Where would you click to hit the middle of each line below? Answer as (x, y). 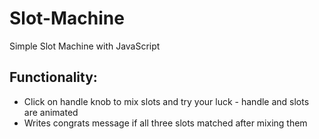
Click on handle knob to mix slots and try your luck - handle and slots (166, 101)
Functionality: (53, 77)
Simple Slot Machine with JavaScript (85, 46)
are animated (51, 112)
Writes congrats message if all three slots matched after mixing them (165, 123)
